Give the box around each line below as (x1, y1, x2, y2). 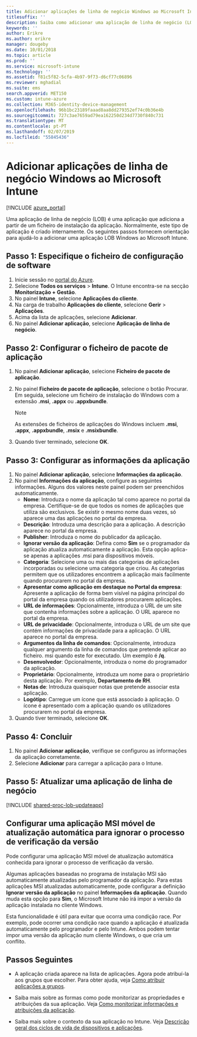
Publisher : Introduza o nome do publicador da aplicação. (23, 533, 162, 541)
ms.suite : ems (6, 85, 41, 91)
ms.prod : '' (6, 58, 35, 63)
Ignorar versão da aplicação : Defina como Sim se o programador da (23, 540, 190, 547)
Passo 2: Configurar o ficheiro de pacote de (6, 343, 169, 353)
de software (6, 260, 51, 270)
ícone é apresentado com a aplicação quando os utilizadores (23, 702, 171, 709)
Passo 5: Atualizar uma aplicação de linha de (6, 777, 173, 787)
